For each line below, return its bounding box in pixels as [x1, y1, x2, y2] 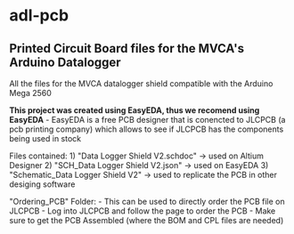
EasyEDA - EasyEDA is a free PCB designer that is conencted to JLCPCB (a [9, 115, 286, 125]
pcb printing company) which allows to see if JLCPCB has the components [9, 124, 284, 134]
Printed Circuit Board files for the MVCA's [9, 41, 245, 56]
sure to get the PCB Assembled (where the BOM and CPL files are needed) [9, 215, 284, 225]
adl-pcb [9, 5, 69, 26]
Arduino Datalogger [9, 54, 122, 69]
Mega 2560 [9, 88, 52, 98]
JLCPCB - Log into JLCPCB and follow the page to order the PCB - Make [9, 206, 276, 216]
